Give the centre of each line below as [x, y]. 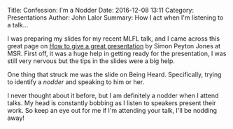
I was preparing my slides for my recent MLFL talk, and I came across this [114, 39]
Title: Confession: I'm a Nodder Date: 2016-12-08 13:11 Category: [101, 10]
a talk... [18, 25]
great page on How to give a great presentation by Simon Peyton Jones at [114, 46]
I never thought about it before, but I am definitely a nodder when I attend [113, 95]
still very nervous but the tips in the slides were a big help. [91, 61]
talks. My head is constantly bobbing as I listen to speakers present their [112, 103]
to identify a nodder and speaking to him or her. [76, 82]
